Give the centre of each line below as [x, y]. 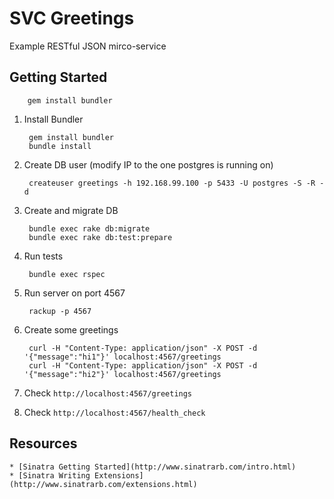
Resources [43, 443]
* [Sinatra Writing [50, 475]
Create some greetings [71, 329]
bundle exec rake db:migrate [89, 228]
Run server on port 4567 [74, 293]
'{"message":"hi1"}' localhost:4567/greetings [122, 357]
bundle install [60, 146]
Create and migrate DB [71, 210]
